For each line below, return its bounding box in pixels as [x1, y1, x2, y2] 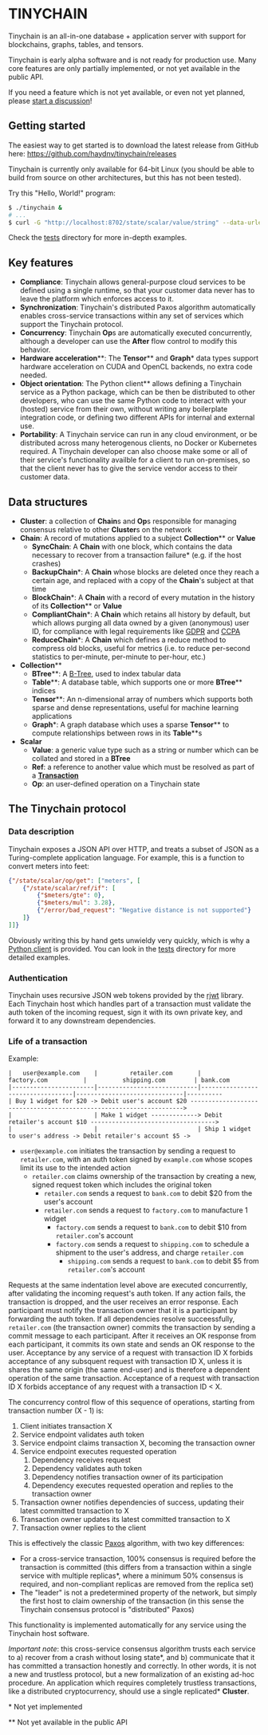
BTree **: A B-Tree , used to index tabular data [31, 669, 181, 678]
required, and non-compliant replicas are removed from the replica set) [19, 1579, 254, 1589]
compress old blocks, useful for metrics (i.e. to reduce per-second [31, 644, 250, 653]
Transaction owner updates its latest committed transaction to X [19, 1515, 231, 1524]
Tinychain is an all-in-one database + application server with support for [8, 31, 246, 41]
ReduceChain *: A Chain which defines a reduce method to [31, 635, 227, 645]
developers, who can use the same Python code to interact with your [19, 396, 247, 405]
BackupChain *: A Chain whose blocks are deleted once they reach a [31, 567, 259, 577]
